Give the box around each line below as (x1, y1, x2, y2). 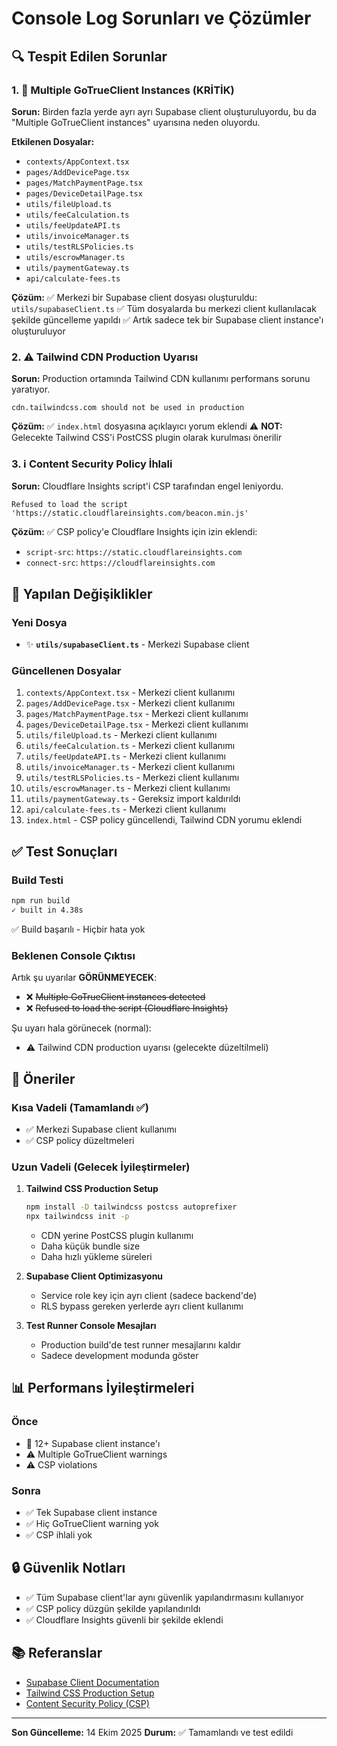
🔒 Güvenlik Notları (11, 1560, 126, 1577)
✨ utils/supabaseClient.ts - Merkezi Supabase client (25, 638, 250, 651)
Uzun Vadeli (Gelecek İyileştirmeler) (11, 1160, 191, 1174)
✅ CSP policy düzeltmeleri (25, 1134, 135, 1146)
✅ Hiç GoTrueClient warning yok (25, 1517, 159, 1529)
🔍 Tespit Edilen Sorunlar (11, 48, 168, 65)
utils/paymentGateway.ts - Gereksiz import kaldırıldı (25, 793, 241, 805)
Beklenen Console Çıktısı (11, 948, 136, 962)
